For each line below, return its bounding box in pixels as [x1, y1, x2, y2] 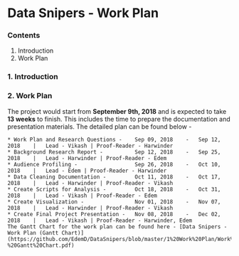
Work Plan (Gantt [7, 229, 59, 236]
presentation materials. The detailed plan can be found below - [7, 122, 192, 131]
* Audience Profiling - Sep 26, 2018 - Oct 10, [7, 161, 221, 168]
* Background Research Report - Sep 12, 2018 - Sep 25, [7, 148, 221, 156]
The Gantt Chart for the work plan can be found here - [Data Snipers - [7, 223, 228, 230]
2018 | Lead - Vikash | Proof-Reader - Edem [7, 192, 158, 199]
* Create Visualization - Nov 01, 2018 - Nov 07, [7, 198, 221, 206]
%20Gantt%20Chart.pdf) [7, 242, 75, 249]
